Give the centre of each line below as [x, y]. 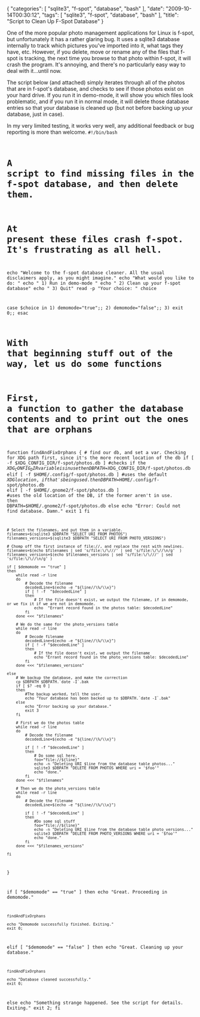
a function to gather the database [95, 409]
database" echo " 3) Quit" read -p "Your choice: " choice [82, 289]
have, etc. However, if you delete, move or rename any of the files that [93, 52]
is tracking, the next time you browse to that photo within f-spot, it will [105, 58]
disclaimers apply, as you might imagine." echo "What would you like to [101, 278]
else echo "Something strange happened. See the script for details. [95, 1003]
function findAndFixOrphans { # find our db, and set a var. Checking [96, 453]
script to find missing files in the [101, 174]
